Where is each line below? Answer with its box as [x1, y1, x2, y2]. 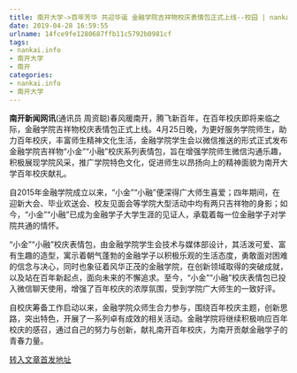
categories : [9, 71, 53, 80]
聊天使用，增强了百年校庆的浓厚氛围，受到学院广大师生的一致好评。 [32, 283, 280, 293]
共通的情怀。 [16, 220, 64, 230]
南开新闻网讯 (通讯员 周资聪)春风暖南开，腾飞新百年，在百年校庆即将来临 [9, 113, 273, 123]
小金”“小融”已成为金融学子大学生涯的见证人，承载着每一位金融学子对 [27, 209, 278, 220]
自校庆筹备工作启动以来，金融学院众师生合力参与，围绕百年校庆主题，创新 [9, 302, 280, 313]
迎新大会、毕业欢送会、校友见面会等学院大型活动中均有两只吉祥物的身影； [9, 198, 280, 208]
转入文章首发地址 [9, 354, 72, 364]
